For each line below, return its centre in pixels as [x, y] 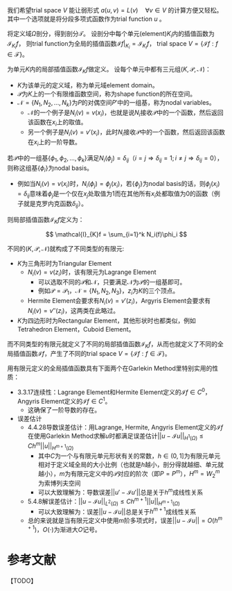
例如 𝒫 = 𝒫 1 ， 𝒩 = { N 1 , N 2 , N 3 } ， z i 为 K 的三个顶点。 [108, 292]
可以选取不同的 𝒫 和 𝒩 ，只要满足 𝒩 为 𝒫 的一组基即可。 [112, 282]
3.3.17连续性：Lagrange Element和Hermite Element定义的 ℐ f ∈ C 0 [111, 392]
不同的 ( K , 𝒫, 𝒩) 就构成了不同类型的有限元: [66, 249]
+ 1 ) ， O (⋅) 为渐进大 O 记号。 [64, 529]
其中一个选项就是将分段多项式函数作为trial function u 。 [87, 19]
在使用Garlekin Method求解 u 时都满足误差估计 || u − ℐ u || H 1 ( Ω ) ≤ [116, 437]
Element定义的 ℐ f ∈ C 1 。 [76, 401]
